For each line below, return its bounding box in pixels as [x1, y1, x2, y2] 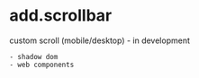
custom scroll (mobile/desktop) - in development [9, 35, 191, 46]
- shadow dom [9, 52, 59, 61]
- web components [9, 60, 75, 69]
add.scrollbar [9, 5, 113, 26]
